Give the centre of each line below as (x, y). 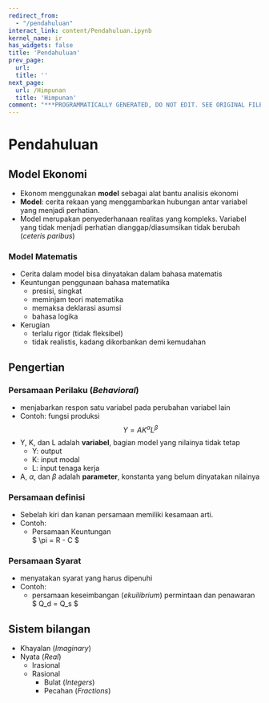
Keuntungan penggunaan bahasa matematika (95, 283)
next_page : (26, 82)
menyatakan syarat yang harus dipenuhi (86, 578)
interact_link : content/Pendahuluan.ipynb (80, 30)
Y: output (47, 451)
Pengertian (37, 367)
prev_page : (26, 61)
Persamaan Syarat (45, 560)
